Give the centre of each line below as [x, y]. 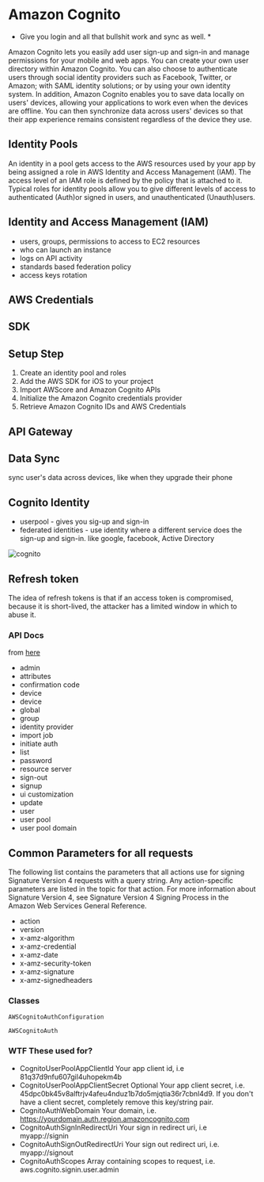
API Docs [26, 635]
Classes [24, 1001]
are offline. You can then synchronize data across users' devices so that [126, 111]
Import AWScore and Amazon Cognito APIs [90, 390]
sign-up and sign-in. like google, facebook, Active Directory [117, 539]
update [31, 803]
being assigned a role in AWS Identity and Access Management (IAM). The [130, 171]
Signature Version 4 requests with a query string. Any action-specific [121, 881]
